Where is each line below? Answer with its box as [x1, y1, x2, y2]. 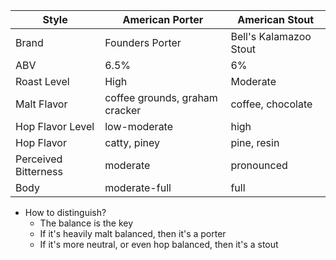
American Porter [122, 13, 204, 26]
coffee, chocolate [230, 97, 313, 111]
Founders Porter [104, 36, 182, 49]
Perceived [15, 152, 63, 166]
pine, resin [230, 136, 280, 149]
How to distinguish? [24, 207, 107, 218]
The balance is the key [39, 217, 134, 229]
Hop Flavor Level [15, 120, 95, 133]
